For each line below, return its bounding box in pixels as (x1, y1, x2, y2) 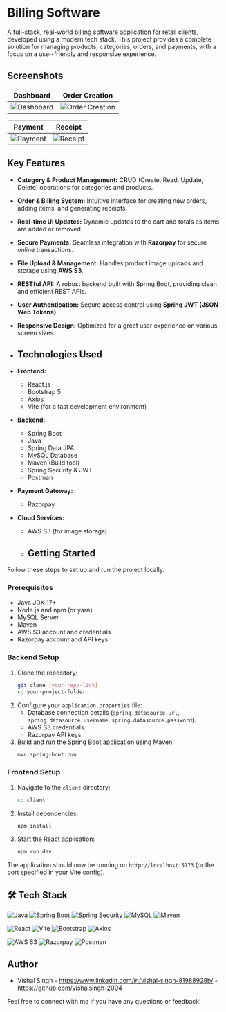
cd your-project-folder (17, 688, 86, 695)
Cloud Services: (17, 514, 65, 522)
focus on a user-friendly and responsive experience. (7, 50, 157, 58)
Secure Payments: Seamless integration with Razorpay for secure (17, 238, 207, 247)
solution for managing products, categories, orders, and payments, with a (7, 42, 216, 51)
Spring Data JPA (27, 444, 75, 452)
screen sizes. (17, 328, 55, 337)
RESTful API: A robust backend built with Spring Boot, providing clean (17, 279, 218, 288)
